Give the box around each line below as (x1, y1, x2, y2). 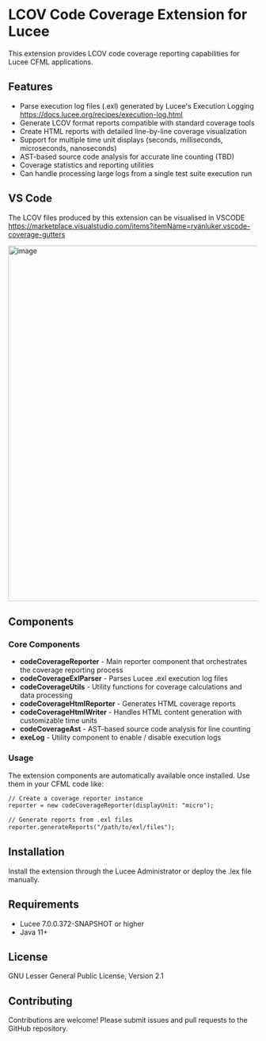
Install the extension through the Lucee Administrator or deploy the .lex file (8, 866, 252, 876)
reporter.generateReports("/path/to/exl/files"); (8, 824, 176, 832)
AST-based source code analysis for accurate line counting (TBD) (19, 152, 235, 161)
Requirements (8, 898, 79, 912)
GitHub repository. (8, 1024, 69, 1033)
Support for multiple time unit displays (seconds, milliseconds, (19, 135, 223, 144)
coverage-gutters (8, 229, 66, 239)
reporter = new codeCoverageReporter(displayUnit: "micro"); (8, 801, 215, 810)
